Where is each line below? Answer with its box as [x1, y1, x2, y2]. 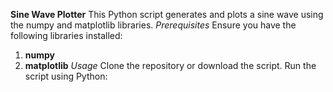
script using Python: [24, 70, 108, 82]
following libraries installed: [10, 30, 123, 41]
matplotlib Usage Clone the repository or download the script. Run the [24, 60, 317, 71]
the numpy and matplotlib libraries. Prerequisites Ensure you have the [10, 19, 297, 31]
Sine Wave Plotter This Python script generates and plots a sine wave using [10, 9, 324, 20]
